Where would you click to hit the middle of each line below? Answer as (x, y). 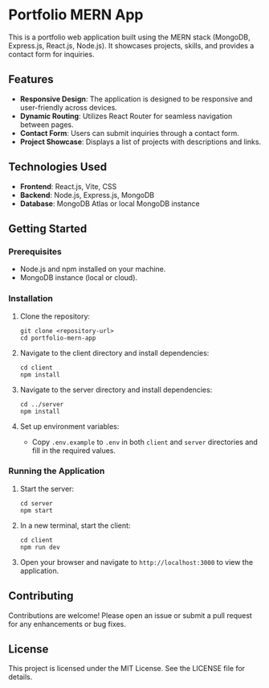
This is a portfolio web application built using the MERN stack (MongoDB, (129, 37)
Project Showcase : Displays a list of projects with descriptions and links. (141, 142)
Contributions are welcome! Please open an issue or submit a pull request (130, 615)
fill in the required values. (74, 450)
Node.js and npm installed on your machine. (93, 269)
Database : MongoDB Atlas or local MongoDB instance (110, 204)
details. (20, 677)
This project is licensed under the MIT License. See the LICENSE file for (127, 669)
